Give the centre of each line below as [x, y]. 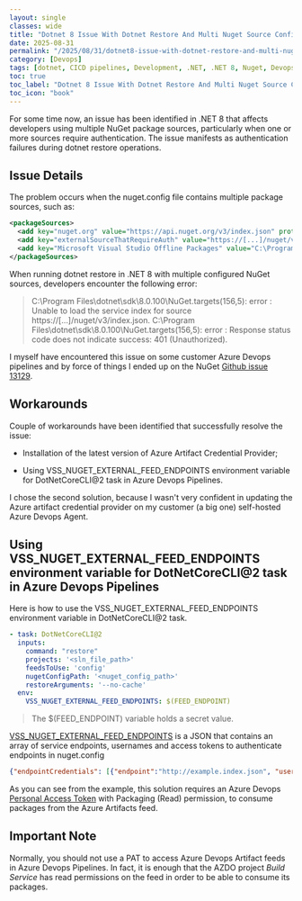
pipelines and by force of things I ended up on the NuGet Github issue [139, 366]
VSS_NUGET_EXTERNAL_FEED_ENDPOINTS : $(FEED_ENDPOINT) [128, 702]
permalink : [30, 51]
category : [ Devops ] [46, 59]
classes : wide [36, 26]
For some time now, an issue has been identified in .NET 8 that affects [139, 119]
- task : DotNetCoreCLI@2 [56, 635]
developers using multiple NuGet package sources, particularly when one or [151, 128]
